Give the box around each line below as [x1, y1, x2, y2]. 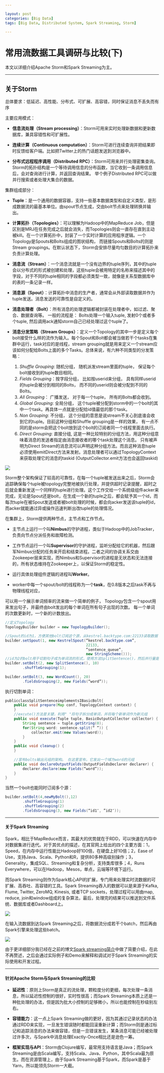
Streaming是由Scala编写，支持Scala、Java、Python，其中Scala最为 [12, 1051, 150, 1056]
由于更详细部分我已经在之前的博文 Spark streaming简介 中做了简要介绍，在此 [5, 946, 158, 952]
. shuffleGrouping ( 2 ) [22, 804, 64, 809]
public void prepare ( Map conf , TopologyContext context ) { [14, 703, 137, 708]
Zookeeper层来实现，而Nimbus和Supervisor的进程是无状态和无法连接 [12, 555, 153, 561]
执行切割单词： [5, 688, 35, 694]
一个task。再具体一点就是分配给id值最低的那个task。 [23, 407, 130, 412]
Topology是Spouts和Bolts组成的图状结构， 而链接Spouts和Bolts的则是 [12, 238, 154, 244]
